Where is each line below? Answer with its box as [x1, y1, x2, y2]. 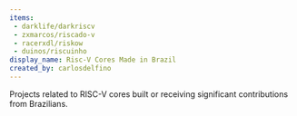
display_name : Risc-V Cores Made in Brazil [9, 55, 177, 64]
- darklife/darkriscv [13, 22, 95, 31]
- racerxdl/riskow [13, 38, 84, 48]
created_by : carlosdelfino [9, 64, 112, 73]
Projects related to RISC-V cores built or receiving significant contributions [9, 88, 289, 100]
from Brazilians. [9, 98, 68, 109]
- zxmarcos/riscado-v [13, 30, 95, 39]
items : [9, 13, 35, 23]
